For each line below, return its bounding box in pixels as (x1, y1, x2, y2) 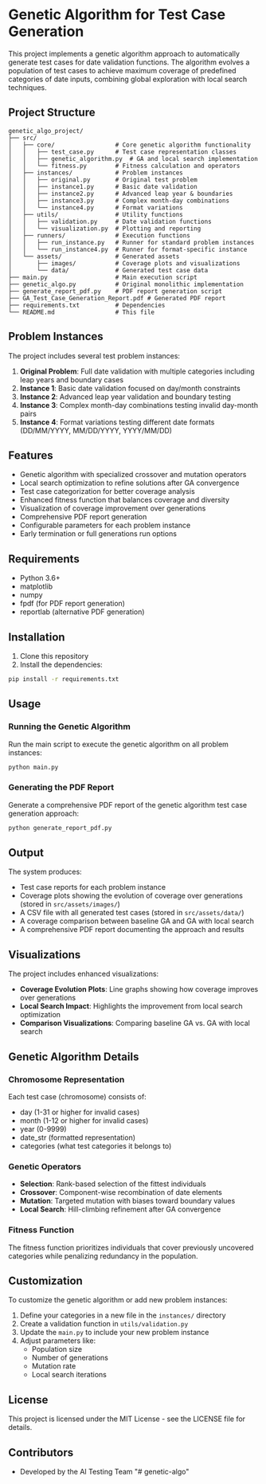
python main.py (8, 763, 59, 771)
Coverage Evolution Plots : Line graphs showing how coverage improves (19, 985, 259, 994)
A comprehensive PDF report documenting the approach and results (19, 925, 244, 934)
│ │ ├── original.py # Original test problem (8, 175, 198, 184)
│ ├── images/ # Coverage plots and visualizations (8, 259, 241, 268)
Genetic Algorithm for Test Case (8, 6, 225, 24)
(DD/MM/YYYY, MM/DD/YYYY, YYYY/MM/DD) (19, 425, 173, 435)
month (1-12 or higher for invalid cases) (19, 1115, 149, 1125)
